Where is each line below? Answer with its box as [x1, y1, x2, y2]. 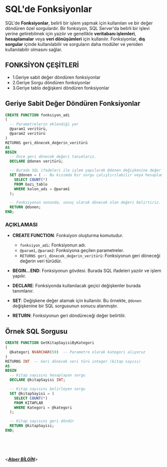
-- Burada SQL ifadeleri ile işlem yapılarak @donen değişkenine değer [9, 168, 162, 173]
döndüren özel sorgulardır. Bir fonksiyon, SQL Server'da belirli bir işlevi [5, 25, 150, 31]
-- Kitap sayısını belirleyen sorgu [9, 387, 85, 392]
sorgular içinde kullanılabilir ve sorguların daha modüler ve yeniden [5, 41, 143, 47]
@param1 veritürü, [9, 126, 48, 132]
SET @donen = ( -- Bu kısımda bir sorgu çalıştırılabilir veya [9, 173, 143, 178]
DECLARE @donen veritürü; [9, 159, 64, 164]
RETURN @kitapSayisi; [9, 423, 55, 429]
